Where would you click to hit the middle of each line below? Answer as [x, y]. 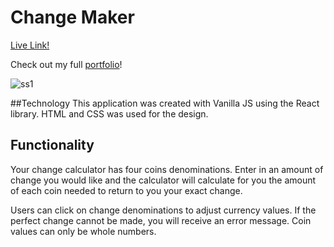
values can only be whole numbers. [83, 231]
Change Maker [72, 17]
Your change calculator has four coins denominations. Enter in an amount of [167, 169]
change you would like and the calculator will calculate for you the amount [163, 180]
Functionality [52, 145]
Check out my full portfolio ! [66, 64]
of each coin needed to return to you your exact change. [126, 190]
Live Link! [30, 45]
